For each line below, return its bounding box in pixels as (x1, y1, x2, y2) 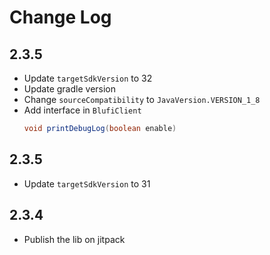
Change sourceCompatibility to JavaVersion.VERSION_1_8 (23, 94, 261, 105)
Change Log (9, 6, 112, 29)
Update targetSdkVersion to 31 (23, 177, 151, 190)
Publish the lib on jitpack (23, 233, 126, 245)
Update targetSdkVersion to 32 (23, 72, 153, 84)
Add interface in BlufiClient (23, 104, 142, 116)
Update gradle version (23, 83, 117, 95)
